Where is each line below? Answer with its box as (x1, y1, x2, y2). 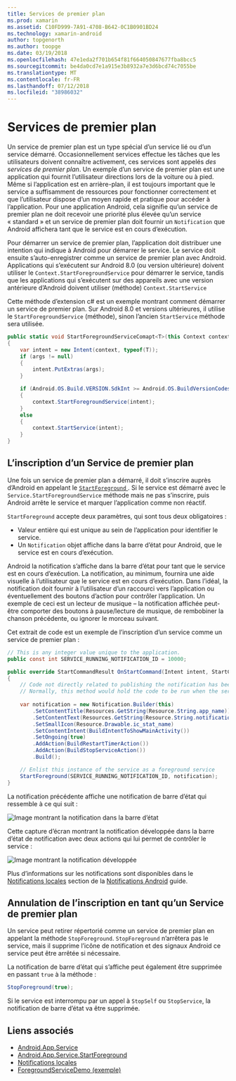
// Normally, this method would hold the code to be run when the (20, 688, 218, 695)
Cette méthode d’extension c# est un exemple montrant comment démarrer (7, 297, 226, 306)
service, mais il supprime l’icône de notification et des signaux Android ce (7, 941, 221, 950)
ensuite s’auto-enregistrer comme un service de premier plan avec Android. (7, 254, 227, 262)
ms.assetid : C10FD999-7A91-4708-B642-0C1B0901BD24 (7, 23, 159, 30)
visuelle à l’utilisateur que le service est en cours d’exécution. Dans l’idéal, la (7, 576, 228, 585)
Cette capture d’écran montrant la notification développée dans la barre (7, 827, 215, 835)
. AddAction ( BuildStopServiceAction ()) (32, 747, 146, 754)
